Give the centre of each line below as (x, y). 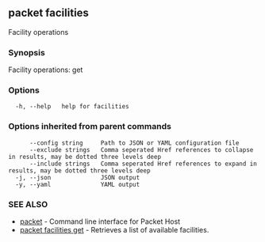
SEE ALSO (28, 204)
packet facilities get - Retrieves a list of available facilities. (114, 230)
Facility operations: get (46, 70)
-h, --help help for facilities (72, 107)
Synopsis (27, 52)
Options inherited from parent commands (90, 127)
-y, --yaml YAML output (78, 184)
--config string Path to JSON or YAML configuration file (134, 143)
